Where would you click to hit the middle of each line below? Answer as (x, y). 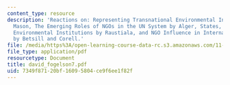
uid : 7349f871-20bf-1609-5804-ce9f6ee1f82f (70, 71)
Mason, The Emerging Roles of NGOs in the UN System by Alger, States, (118, 26)
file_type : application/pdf (47, 52)
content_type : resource (41, 13)
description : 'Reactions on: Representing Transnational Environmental (111, 20)
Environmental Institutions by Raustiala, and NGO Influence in (107, 33)
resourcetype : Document (41, 58)
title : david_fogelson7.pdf (47, 64)
